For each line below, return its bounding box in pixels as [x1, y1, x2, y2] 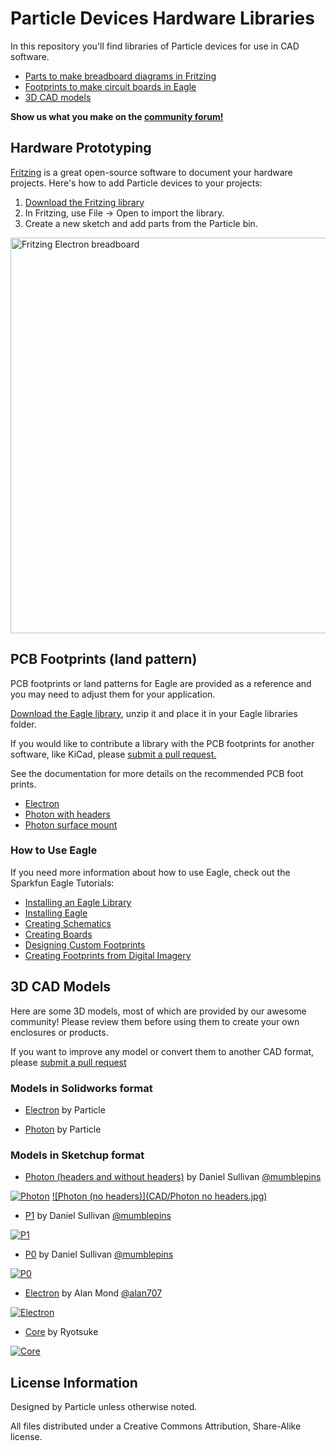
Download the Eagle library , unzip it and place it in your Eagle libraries [10, 707, 298, 719]
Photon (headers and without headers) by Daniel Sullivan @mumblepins [24, 1171, 322, 1183]
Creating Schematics [24, 917, 112, 929]
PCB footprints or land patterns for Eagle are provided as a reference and [10, 677, 312, 689]
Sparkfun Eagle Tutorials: [10, 877, 115, 889]
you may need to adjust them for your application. [10, 688, 216, 700]
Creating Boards [24, 928, 93, 940]
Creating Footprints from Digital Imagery [24, 949, 192, 961]
